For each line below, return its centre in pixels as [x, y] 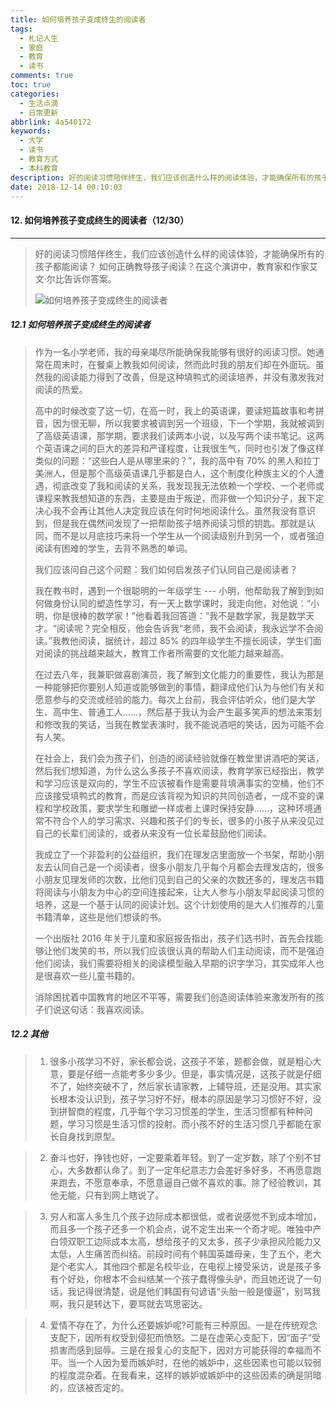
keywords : [31, 131]
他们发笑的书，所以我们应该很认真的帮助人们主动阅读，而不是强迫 [188, 950]
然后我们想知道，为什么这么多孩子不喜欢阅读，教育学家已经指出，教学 [179, 770]
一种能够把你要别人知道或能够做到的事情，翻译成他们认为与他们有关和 [179, 687]
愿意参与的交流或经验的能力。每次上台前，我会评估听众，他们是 [166, 699]
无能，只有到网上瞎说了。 [111, 1195]
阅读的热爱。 [61, 389]
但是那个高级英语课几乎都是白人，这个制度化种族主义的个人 [192, 473]
